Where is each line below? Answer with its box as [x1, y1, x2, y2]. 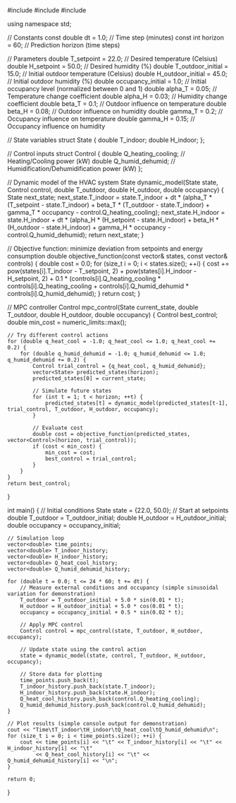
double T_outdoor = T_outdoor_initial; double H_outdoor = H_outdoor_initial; [7, 513, 227, 522]
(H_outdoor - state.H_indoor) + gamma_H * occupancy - [7, 223, 171, 232]
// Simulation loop [7, 535, 65, 542]
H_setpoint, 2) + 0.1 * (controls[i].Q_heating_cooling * [7, 275, 161, 282]
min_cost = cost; [44, 449, 97, 456]
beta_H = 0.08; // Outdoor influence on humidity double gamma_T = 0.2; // [7, 107, 223, 115]
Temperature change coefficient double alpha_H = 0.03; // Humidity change [7, 92, 228, 100]
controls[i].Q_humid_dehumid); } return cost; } [7, 290, 141, 297]
